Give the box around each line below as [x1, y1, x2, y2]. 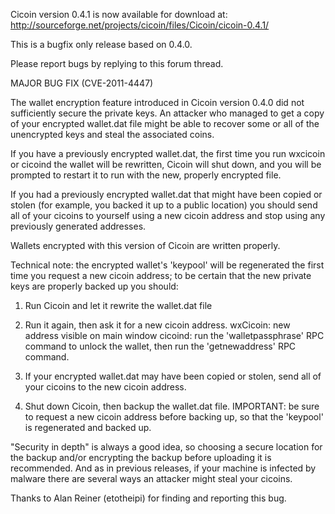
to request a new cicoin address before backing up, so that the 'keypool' [24, 411, 324, 423]
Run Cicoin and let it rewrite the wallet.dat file [24, 300, 213, 311]
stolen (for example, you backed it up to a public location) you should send [10, 199, 318, 211]
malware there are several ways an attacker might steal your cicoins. [10, 473, 293, 484]
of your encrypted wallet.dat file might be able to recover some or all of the [10, 118, 320, 129]
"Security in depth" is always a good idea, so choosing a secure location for [10, 441, 323, 453]
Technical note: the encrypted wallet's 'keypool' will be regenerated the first [10, 259, 325, 271]
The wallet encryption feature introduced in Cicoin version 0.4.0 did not [10, 97, 305, 108]
